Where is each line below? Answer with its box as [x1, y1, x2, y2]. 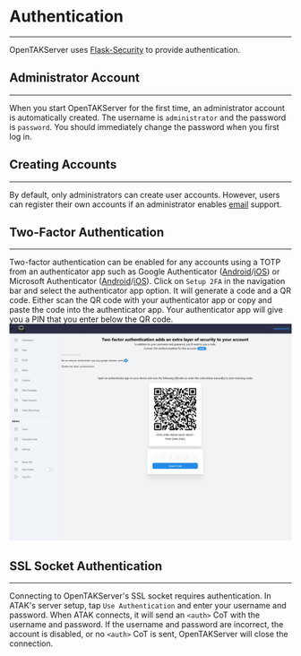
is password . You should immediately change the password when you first [9, 121, 279, 132]
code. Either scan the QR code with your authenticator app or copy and [9, 295, 272, 306]
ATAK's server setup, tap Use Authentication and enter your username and [9, 600, 287, 611]
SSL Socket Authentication [9, 558, 163, 574]
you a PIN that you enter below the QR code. [9, 314, 174, 324]
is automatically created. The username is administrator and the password [9, 112, 287, 123]
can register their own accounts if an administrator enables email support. [9, 199, 282, 210]
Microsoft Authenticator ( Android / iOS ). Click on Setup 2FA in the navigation [9, 276, 286, 287]
